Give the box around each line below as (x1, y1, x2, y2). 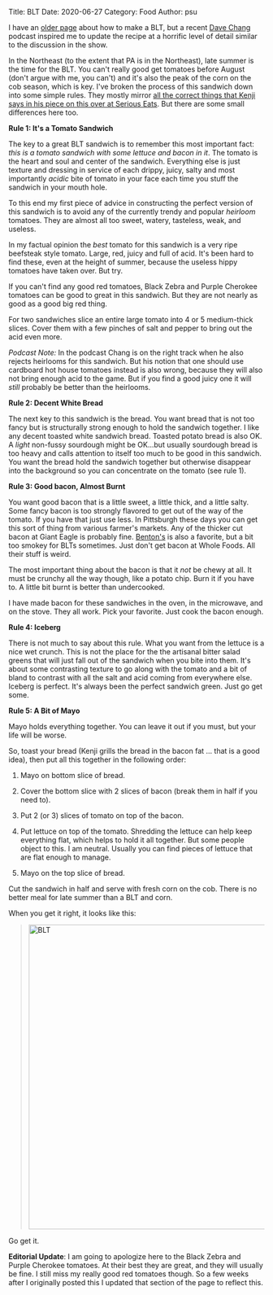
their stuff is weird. (8, 549, 71, 558)
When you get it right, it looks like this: (8, 908, 136, 918)
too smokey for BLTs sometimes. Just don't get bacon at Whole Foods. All (8, 540, 256, 550)
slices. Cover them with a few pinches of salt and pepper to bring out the (8, 323, 253, 333)
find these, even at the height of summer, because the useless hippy (8, 257, 238, 267)
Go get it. (8, 1236, 40, 1245)
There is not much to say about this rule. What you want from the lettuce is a (8, 638, 265, 648)
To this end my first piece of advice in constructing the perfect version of (8, 199, 253, 208)
